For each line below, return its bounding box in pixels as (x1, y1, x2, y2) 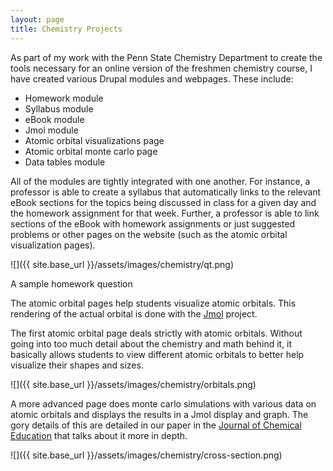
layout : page (10, 14, 65, 25)
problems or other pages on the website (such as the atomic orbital (10, 228, 288, 240)
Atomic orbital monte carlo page (24, 145, 158, 157)
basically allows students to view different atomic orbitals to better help (10, 348, 305, 360)
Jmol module (24, 124, 79, 136)
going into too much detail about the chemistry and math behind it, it (10, 337, 293, 350)
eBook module (24, 113, 85, 125)
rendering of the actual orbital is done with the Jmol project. (10, 307, 258, 320)
